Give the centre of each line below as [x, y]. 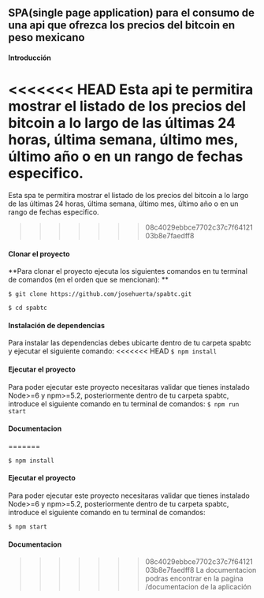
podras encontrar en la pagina [194, 578]
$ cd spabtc [28, 308]
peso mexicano [46, 37]
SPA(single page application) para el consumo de [131, 13]
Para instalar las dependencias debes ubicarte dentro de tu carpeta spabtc [130, 343]
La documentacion [226, 570]
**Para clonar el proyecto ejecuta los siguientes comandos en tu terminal [128, 271]
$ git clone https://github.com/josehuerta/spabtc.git [100, 294]
